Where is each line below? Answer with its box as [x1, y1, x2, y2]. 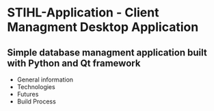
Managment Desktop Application [7, 19, 199, 35]
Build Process [16, 97, 56, 106]
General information [16, 75, 74, 84]
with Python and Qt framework [7, 57, 141, 69]
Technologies [16, 83, 56, 90]
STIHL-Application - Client [7, 5, 159, 21]
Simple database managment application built [7, 47, 207, 58]
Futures [16, 90, 39, 98]
